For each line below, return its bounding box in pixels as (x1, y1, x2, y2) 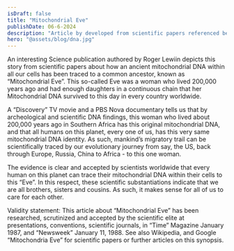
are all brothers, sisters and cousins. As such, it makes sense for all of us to (7, 186, 224, 194)
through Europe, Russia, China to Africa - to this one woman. (7, 150, 182, 159)
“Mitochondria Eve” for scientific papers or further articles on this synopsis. (7, 236, 224, 244)
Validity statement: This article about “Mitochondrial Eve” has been (7, 207, 199, 215)
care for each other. (7, 193, 64, 202)
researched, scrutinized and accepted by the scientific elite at (7, 213, 185, 222)
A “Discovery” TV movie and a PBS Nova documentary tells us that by (7, 106, 208, 114)
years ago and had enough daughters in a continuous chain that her (7, 85, 202, 93)
